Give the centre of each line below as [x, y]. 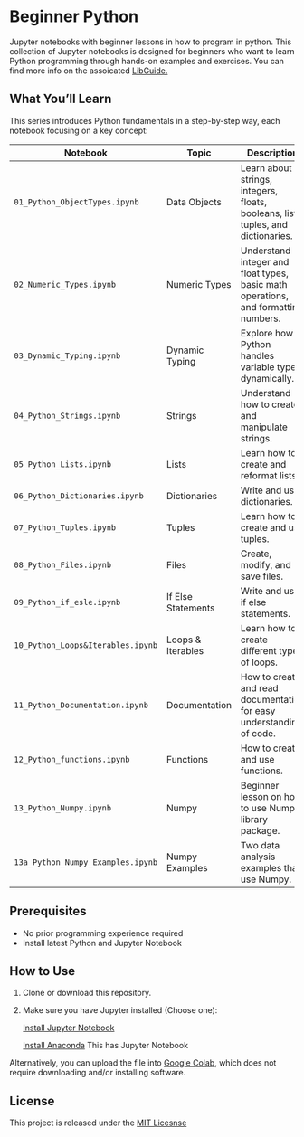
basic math [264, 284]
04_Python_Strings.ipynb [67, 415]
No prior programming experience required [103, 933]
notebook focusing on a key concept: [79, 130]
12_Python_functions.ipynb [72, 759]
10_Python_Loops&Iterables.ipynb [86, 645]
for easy [258, 710]
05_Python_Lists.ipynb [62, 464]
